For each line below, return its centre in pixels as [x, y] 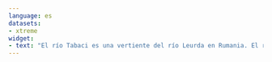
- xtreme [23, 31]
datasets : [25, 23]
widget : [21, 38]
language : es [30, 16]
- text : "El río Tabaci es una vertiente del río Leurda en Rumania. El [134, 46]
